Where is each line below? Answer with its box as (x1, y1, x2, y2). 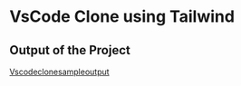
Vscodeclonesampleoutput (9, 66, 111, 77)
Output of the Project (9, 43, 131, 58)
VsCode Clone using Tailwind (9, 6, 236, 27)
